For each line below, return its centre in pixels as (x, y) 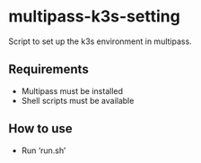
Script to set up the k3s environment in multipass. (100, 41)
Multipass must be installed (72, 90)
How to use (40, 129)
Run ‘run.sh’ (44, 150)
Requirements (48, 69)
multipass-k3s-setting (94, 17)
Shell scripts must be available (78, 100)
